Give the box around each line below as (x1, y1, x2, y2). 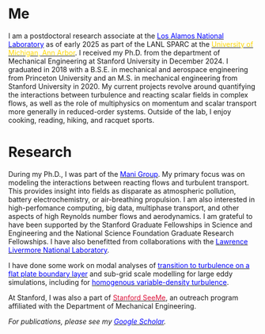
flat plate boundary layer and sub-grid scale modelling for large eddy (8, 269, 233, 278)
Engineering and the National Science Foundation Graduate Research (8, 228, 234, 238)
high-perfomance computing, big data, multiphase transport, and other (8, 203, 240, 213)
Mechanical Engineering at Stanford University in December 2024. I (8, 56, 229, 66)
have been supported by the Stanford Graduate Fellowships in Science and (8, 220, 253, 229)
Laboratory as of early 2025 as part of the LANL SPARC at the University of (8, 39, 254, 48)
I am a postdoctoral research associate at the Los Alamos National (8, 31, 224, 40)
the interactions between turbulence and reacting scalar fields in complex (8, 90, 248, 99)
